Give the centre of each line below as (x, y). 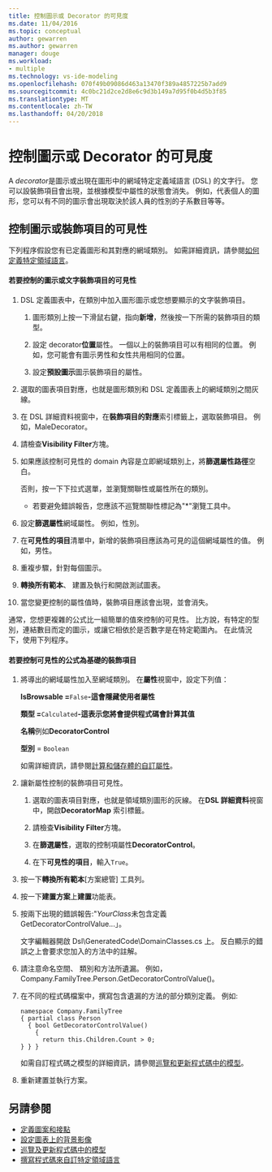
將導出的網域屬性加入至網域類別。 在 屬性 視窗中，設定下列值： (124, 679)
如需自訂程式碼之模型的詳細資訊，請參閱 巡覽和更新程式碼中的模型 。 (134, 1063)
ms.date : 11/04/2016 (43, 24)
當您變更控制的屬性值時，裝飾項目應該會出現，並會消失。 (116, 602)
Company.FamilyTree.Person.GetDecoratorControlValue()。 (119, 979)
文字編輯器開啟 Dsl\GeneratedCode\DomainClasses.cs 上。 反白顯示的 (138, 941)
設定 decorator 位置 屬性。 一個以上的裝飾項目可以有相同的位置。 (140, 344)
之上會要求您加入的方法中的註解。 (84, 951)
